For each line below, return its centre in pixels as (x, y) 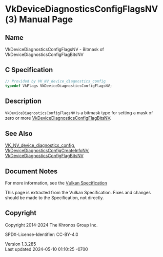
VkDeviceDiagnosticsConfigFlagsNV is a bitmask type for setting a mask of (79, 113)
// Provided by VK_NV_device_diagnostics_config (55, 81)
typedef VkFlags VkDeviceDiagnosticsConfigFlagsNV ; (59, 86)
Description (23, 101)
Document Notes (31, 171)
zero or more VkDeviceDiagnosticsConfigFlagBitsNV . (58, 118)
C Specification (29, 70)
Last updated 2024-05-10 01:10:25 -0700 (47, 249)
